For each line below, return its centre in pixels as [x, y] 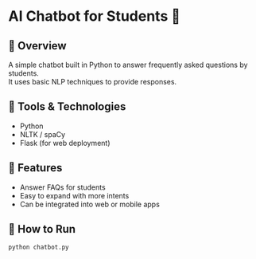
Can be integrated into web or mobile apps [90, 204]
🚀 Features [35, 168]
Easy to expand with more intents [74, 195]
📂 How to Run [42, 229]
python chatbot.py [39, 247]
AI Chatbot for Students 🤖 [95, 16]
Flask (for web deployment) [65, 143]
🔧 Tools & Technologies [67, 107]
